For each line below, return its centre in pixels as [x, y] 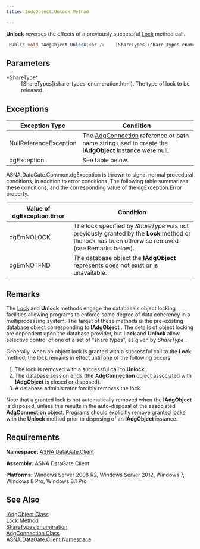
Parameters [28, 63]
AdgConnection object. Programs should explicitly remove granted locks [96, 412]
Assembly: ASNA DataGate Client [48, 463]
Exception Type [43, 126]
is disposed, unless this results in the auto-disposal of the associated [91, 406]
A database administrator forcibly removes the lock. [78, 388]
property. [18, 194]
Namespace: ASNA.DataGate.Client [50, 451]
